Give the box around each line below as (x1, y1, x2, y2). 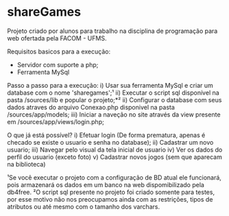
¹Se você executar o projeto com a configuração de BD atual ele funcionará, (7, 173, 221, 182)
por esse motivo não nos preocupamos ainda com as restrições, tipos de (7, 195, 213, 203)
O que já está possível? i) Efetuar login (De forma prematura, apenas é (7, 131, 206, 139)
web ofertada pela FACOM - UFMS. (7, 34, 107, 42)
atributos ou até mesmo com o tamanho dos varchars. (7, 202, 160, 211)
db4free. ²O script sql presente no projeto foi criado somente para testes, (7, 188, 215, 196)
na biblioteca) (7, 160, 46, 168)
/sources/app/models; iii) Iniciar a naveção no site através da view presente (7, 110, 221, 119)
